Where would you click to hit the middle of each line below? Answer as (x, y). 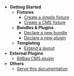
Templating (28, 43)
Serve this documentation (42, 69)
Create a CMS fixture (45, 22)
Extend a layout (39, 48)
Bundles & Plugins (35, 28)
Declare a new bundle (45, 33)
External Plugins (26, 53)
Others (17, 63)
